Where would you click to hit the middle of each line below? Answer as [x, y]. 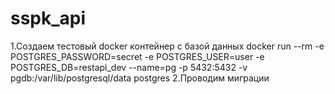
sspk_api [48, 18]
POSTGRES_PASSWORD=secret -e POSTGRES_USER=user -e [137, 56]
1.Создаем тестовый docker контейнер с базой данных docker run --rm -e [167, 46]
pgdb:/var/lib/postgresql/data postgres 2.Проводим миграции [140, 78]
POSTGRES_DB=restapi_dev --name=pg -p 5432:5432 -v [129, 67]
